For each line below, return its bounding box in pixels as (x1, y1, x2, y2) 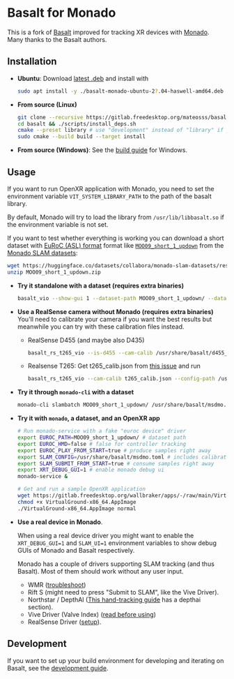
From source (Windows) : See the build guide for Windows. (17, 146, 188, 154)
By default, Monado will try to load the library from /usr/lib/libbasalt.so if (7, 213, 224, 221)
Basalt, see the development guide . (7, 664, 109, 672)
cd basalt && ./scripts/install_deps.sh (17, 120, 136, 127)
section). (27, 602, 54, 611)
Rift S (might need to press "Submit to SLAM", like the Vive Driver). (27, 588, 219, 596)
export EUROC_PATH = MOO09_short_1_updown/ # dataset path (17, 434, 187, 441)
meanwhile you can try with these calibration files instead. (17, 322, 185, 331)
